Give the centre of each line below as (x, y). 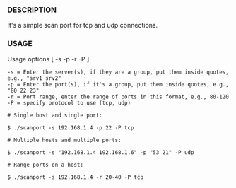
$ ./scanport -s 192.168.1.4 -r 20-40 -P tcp (75, 177)
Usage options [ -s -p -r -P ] (48, 59)
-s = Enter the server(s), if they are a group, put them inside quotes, (118, 72)
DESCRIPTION (32, 10)
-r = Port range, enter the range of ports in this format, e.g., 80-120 (118, 97)
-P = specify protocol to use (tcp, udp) (69, 103)
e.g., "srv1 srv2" (34, 78)
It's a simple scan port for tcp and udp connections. (83, 25)
